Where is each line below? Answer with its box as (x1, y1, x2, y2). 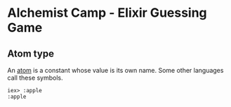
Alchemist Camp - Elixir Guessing (7, 5, 207, 21)
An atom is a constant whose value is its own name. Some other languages (7, 66, 224, 74)
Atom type (7, 48, 55, 59)
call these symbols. (7, 73, 63, 82)
